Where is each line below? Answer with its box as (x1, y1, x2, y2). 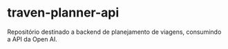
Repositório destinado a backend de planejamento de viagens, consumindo (7, 28, 222, 36)
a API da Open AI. (7, 35, 57, 43)
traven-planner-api (7, 5, 120, 21)
